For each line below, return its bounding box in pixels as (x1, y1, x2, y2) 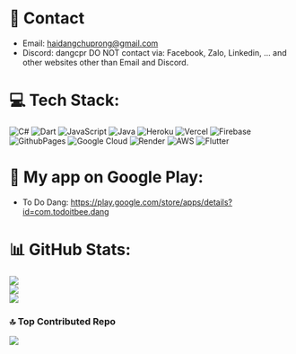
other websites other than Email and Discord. (22, 57, 189, 67)
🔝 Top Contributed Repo (9, 314, 117, 327)
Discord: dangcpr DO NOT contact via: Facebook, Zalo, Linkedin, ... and (22, 47, 287, 58)
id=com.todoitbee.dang (22, 206, 109, 217)
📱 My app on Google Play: (9, 167, 204, 188)
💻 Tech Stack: (9, 90, 120, 111)
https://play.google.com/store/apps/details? (70, 197, 233, 208)
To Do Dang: (22, 197, 69, 208)
